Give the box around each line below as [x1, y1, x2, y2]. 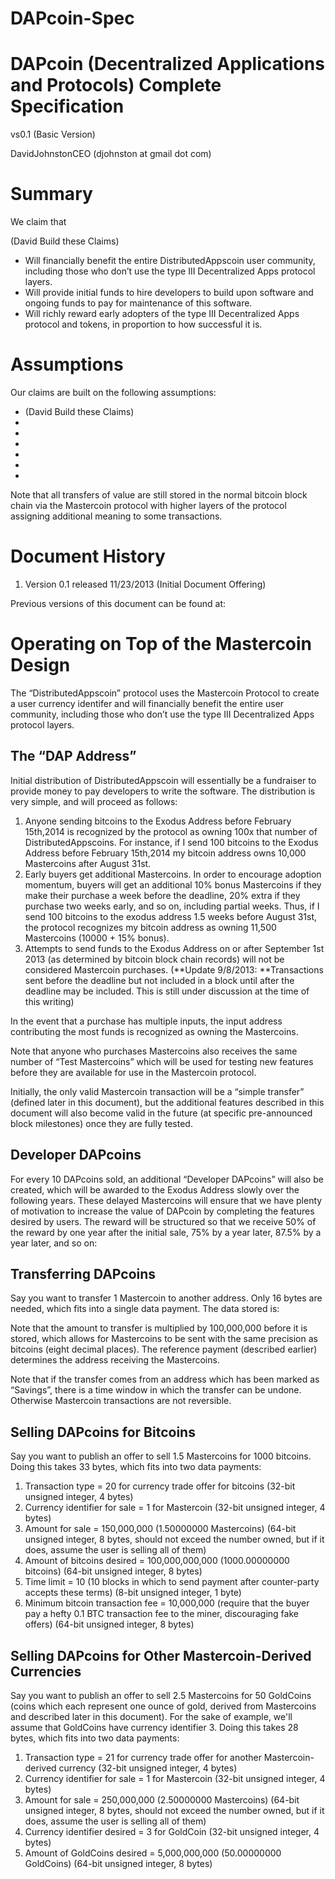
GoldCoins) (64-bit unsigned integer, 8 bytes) [24, 1857, 213, 1869]
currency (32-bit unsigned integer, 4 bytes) [58, 1762, 238, 1774]
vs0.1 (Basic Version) [10, 128, 96, 141]
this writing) [24, 995, 75, 1007]
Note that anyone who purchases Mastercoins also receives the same [10, 1045, 298, 1057]
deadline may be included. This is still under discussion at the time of [24, 985, 310, 997]
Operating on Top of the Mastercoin [10, 633, 313, 656]
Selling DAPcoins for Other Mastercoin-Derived [10, 1647, 312, 1664]
